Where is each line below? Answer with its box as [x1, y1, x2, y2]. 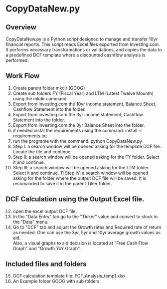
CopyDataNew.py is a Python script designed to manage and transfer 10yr [5, 36, 158, 42]
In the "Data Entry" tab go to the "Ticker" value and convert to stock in [12, 213, 158, 220]
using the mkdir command [12, 95, 67, 101]
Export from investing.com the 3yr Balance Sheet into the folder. [12, 122, 145, 128]
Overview [5, 23, 37, 31]
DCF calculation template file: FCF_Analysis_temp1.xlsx [12, 273, 126, 279]
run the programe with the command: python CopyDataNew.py [12, 138, 143, 144]
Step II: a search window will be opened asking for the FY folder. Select [12, 154, 160, 160]
